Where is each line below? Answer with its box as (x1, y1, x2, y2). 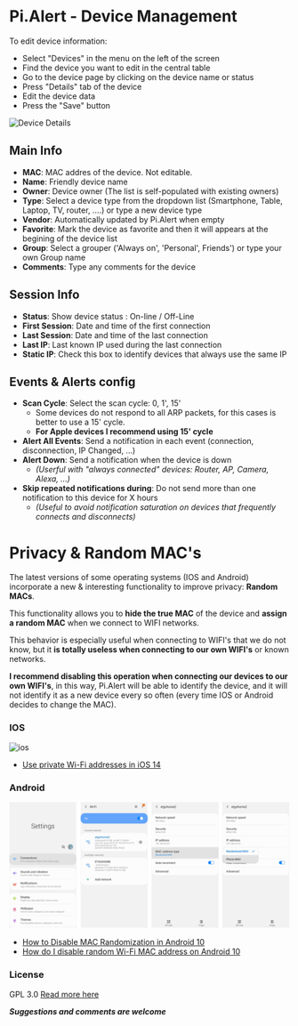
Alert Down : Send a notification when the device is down (21, 455, 232, 465)
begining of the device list (21, 233, 118, 244)
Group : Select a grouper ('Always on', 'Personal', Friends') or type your (21, 242, 282, 253)
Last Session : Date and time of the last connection (21, 329, 209, 340)
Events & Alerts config (9, 374, 136, 389)
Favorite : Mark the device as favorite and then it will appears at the (21, 223, 269, 234)
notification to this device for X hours (21, 492, 158, 504)
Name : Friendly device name (21, 176, 128, 187)
